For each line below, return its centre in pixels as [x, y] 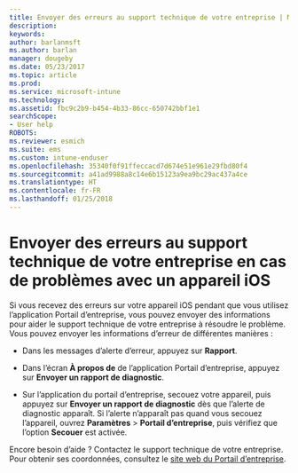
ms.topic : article [43, 75]
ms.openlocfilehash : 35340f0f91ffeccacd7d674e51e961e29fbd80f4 [129, 166]
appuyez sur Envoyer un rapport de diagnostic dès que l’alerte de [143, 404]
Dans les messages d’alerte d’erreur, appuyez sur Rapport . [129, 351]
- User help [31, 125]
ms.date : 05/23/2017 [47, 67]
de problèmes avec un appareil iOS [140, 281]
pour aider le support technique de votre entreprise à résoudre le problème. [148, 324]
